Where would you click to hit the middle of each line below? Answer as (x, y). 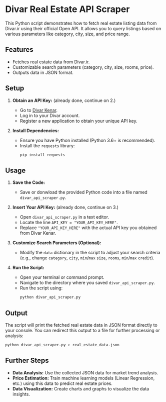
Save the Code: (28, 182)
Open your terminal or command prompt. (62, 277)
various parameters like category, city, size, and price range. (67, 34)
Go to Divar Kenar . (39, 110)
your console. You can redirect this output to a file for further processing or (82, 330)
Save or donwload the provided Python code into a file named (83, 192)
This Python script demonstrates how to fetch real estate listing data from (81, 23)
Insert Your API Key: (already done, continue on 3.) (65, 208)
